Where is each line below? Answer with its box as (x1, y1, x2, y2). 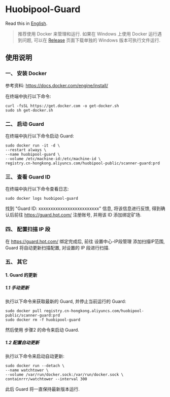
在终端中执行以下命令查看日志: (5, 186, 70, 192)
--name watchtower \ (5, 368, 49, 373)
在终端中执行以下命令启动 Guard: (5, 133, 75, 139)
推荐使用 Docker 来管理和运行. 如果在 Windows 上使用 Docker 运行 (17, 30, 158, 37)
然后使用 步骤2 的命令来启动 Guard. (5, 327, 80, 333)
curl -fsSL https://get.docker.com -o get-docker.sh (5, 103, 119, 109)
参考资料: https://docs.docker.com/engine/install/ (5, 82, 108, 88)
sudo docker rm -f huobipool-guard (5, 317, 81, 322)
